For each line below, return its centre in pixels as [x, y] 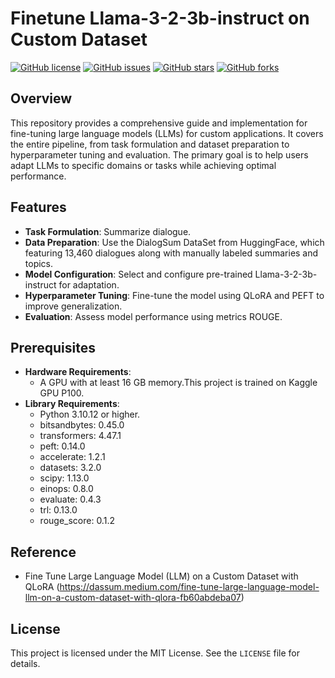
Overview [41, 98]
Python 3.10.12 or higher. [90, 414]
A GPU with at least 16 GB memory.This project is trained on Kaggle [178, 383]
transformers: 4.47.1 [80, 436]
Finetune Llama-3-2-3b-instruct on [160, 18]
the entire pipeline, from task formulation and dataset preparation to [150, 144]
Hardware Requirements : [78, 372]
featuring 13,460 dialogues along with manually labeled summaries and [171, 253]
